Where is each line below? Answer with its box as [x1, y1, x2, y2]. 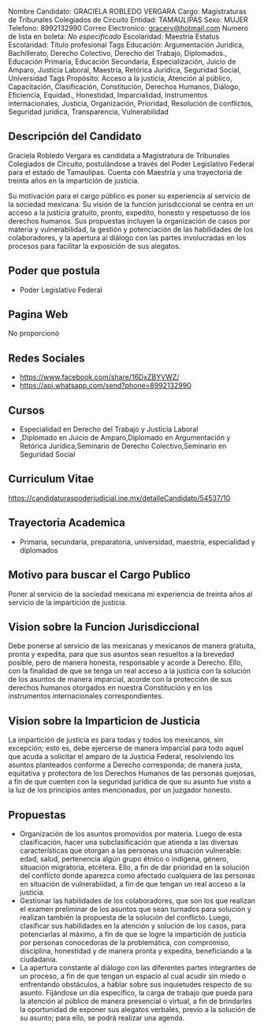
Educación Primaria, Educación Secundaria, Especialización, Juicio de [8, 57, 236, 66]
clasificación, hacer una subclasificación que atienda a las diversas [19, 837, 239, 847]
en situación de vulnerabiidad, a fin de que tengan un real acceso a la [19, 879, 246, 888]
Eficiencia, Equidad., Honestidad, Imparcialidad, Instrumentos [8, 91, 208, 99]
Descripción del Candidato [8, 130, 142, 143]
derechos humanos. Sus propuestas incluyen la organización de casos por [8, 216, 251, 225]
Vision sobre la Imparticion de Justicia [8, 714, 201, 728]
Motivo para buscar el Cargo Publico [8, 569, 191, 582]
